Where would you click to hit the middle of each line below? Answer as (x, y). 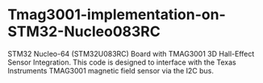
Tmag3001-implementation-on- (117, 15)
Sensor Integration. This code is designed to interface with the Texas (122, 62)
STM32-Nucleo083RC (84, 32)
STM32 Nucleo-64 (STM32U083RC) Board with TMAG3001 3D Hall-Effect (131, 53)
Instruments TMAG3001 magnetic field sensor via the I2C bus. (111, 70)
